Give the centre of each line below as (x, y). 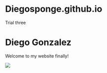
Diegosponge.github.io (54, 9)
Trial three (16, 23)
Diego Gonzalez (38, 42)
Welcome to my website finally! (37, 56)
